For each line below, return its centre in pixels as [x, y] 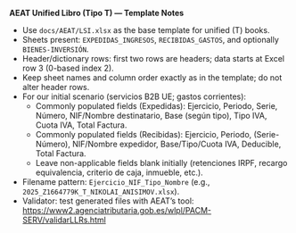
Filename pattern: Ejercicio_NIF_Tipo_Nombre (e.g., [116, 182]
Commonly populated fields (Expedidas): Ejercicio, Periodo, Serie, [156, 106]
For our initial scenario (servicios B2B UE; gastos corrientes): [134, 96]
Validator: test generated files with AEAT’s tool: [108, 201]
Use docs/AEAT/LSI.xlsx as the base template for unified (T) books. [146, 30]
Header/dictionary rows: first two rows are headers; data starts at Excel [153, 58]
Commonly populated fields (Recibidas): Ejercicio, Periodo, [144, 134]
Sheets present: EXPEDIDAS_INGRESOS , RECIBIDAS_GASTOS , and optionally [150, 40]
